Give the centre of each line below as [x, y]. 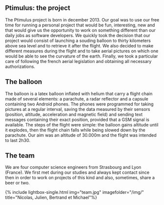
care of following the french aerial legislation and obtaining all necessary [78, 61]
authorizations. [20, 66]
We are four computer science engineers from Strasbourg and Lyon [73, 167]
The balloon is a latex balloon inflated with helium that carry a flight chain [79, 93]
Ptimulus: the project [38, 8]
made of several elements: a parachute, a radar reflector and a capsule [77, 99]
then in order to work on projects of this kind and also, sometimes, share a [80, 178]
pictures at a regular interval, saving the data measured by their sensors [78, 109]
